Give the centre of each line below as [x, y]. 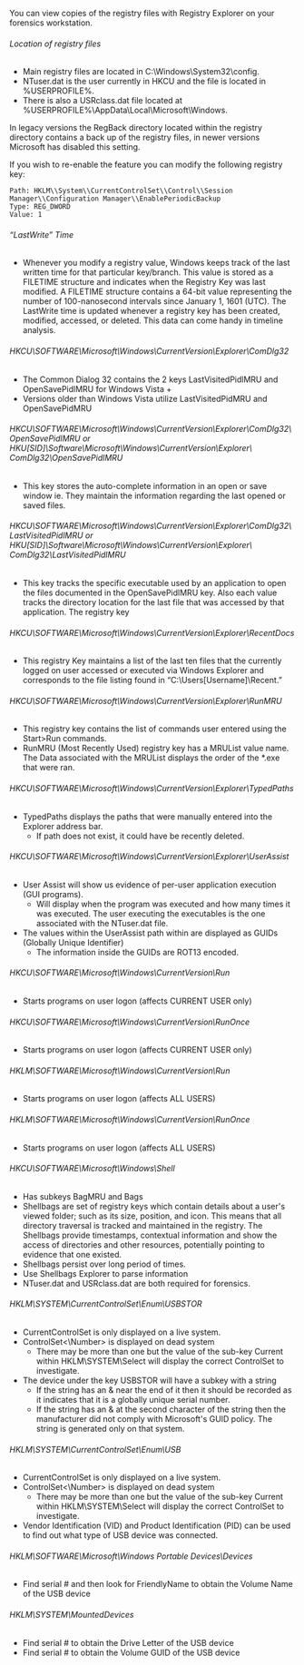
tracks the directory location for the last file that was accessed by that [153, 602]
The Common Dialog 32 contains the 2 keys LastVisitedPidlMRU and [150, 379]
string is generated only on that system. [110, 1429]
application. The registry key [76, 612]
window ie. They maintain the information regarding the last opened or [154, 495]
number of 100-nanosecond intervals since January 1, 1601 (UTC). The [154, 301]
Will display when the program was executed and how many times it [163, 904]
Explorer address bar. [63, 826]
